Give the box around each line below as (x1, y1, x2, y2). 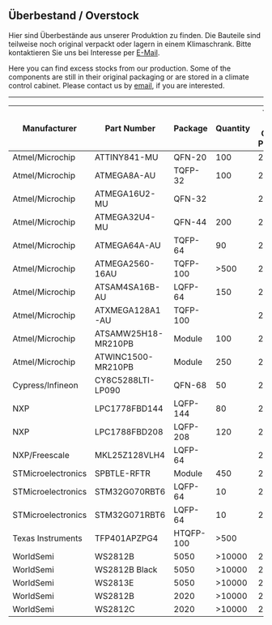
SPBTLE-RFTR (94, 468, 151, 479)
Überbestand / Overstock (8, 9, 140, 23)
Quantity (215, 122, 251, 134)
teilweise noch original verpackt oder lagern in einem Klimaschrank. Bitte (8, 39, 252, 49)
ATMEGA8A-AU (94, 169, 156, 181)
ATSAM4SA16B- (94, 281, 160, 293)
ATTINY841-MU (94, 152, 159, 163)
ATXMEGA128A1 (94, 304, 161, 315)
